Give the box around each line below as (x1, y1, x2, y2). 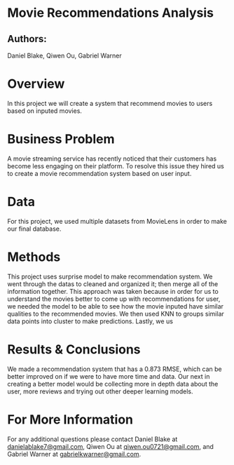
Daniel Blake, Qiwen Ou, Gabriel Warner (7, 51, 122, 60)
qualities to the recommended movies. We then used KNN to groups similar (7, 309, 224, 318)
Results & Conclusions (7, 342, 142, 357)
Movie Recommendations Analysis (7, 5, 214, 21)
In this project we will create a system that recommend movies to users (7, 99, 213, 107)
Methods (7, 249, 61, 264)
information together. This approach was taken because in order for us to (7, 287, 219, 295)
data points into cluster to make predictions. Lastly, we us (7, 317, 174, 325)
